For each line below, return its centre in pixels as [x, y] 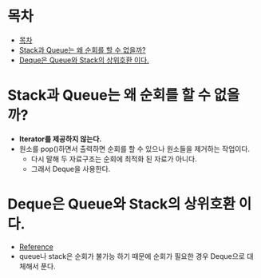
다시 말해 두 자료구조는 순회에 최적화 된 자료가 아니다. [114, 159]
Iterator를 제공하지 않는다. [60, 139]
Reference [36, 246]
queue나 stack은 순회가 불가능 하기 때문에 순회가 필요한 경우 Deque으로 [132, 256]
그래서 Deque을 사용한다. [71, 169]
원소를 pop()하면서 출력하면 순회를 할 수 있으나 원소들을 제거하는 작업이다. [134, 149]
